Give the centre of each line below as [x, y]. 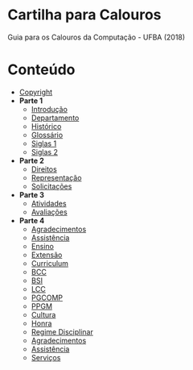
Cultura [43, 314]
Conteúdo [41, 70]
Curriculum [50, 263]
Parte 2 [32, 160]
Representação [56, 177]
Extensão [47, 255]
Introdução [49, 109]
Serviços [46, 357]
